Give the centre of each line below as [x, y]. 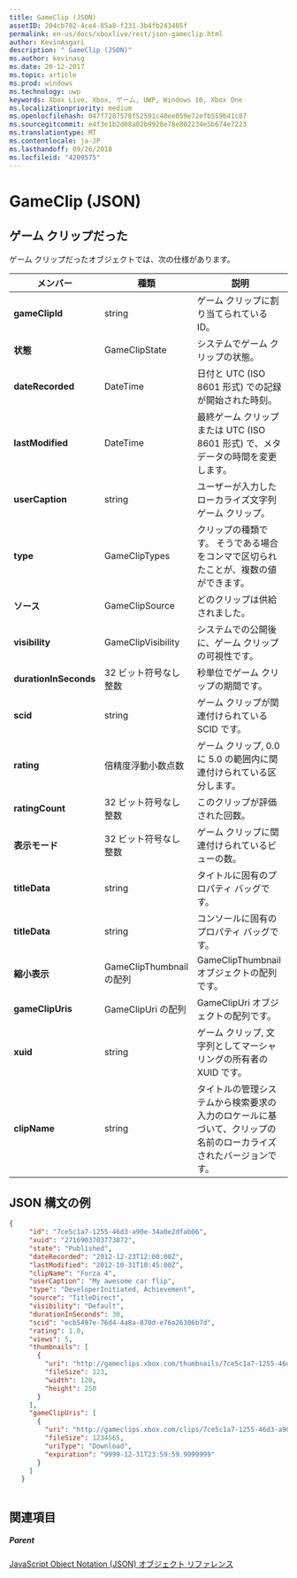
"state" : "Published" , [71, 1248]
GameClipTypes [137, 556]
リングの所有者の [233, 1059]
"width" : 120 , [71, 1380]
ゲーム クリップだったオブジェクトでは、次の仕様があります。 [122, 259]
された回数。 [224, 815]
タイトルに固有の [233, 875]
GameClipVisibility [142, 641]
